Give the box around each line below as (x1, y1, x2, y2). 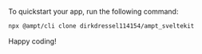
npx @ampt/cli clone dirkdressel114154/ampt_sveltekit (8, 22, 195, 30)
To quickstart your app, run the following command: (8, 7, 179, 16)
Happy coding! (8, 36, 57, 46)
